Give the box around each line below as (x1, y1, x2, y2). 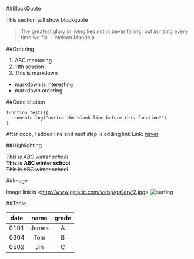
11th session (14, 63, 44, 70)
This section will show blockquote (6, 16, 88, 23)
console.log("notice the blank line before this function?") (14, 115, 167, 121)
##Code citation (6, 98, 45, 105)
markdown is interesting (14, 81, 73, 88)
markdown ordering (14, 87, 63, 94)
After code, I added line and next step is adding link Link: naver (6, 131, 159, 137)
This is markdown (14, 69, 58, 76)
